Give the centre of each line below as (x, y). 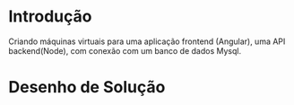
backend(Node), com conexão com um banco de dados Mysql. (125, 50)
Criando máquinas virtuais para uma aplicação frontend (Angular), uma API (147, 41)
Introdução (50, 17)
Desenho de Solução (87, 87)
